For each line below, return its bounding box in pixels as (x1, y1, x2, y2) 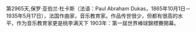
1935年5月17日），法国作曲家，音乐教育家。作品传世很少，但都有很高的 (6, 12, 178, 19)
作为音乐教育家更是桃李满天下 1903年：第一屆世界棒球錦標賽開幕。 (16, 20, 180, 26)
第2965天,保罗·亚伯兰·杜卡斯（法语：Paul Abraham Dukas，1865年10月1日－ (6, 5, 191, 12)
